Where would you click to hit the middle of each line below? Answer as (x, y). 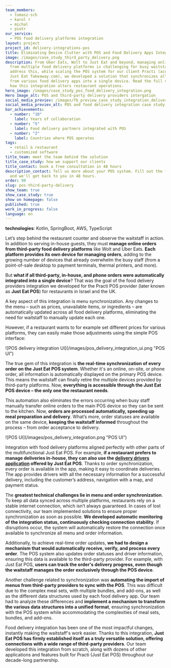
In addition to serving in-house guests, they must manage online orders (81, 244)
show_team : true (22, 190)
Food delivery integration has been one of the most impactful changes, (80, 628)
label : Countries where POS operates (54, 138)
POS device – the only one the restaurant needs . (57, 391)
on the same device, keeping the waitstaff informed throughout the (77, 422)
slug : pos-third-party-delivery (39, 186)
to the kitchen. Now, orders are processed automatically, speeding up (80, 412)
